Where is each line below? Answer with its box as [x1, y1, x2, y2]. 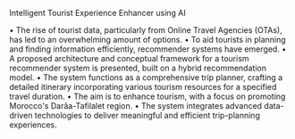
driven [9, 110, 33, 120]
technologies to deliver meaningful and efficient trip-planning [34, 110, 261, 120]
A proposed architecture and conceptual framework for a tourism [9, 53, 249, 63]
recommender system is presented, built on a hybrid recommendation [9, 62, 266, 73]
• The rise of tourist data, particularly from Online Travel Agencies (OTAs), [9, 25, 283, 35]
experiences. [9, 119, 58, 130]
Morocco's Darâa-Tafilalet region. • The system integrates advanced [9, 101, 262, 110]
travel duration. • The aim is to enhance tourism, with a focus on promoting [9, 91, 286, 102]
